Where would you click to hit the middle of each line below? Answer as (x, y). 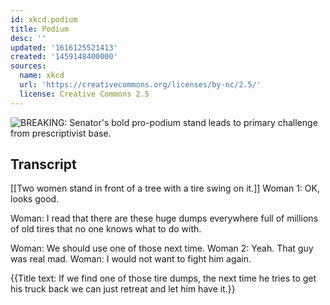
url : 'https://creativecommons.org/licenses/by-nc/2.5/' (140, 85)
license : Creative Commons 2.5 (84, 94)
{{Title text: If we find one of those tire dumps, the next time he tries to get (163, 278)
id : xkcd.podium (44, 19)
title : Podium (40, 29)
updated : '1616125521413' (64, 47)
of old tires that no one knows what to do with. (106, 229)
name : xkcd (42, 76)
